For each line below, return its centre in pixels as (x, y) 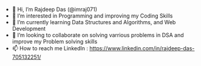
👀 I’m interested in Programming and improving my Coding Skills (92, 16)
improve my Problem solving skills (55, 41)
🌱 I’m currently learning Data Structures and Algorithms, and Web (94, 22)
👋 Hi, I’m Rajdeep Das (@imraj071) (54, 9)
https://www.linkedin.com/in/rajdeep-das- (142, 48)
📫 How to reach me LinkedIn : (50, 48)
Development (29, 28)
